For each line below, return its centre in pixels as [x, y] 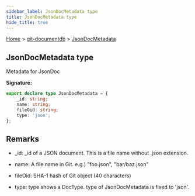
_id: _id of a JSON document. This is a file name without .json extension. [101, 153]
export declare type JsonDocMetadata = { [57, 94]
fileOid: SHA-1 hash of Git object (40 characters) [73, 176]
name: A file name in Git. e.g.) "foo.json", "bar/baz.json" [81, 164]
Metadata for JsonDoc [33, 71]
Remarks [23, 139]
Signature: [19, 83]
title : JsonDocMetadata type [41, 17]
